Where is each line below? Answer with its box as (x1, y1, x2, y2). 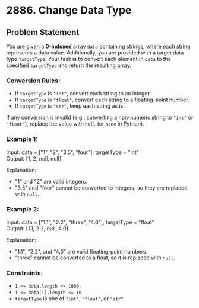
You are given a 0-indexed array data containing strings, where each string (6, 43, 191, 50)
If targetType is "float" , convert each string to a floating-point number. (14, 96, 190, 104)
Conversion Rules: (6, 76, 61, 85)
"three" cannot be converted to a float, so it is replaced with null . (14, 254, 175, 261)
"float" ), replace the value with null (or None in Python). (6, 120, 144, 127)
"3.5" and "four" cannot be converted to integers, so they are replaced (14, 184, 188, 191)
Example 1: (6, 135, 38, 143)
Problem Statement (6, 27, 80, 37)
